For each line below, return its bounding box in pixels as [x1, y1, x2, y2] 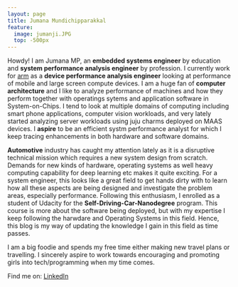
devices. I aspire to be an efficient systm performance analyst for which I [7, 125, 222, 133]
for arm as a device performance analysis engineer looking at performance [7, 72, 231, 80]
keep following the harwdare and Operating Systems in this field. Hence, [7, 214, 220, 223]
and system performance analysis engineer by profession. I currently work [7, 64, 230, 73]
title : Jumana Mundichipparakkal [7, 17, 107, 24]
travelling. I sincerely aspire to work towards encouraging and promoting [7, 251, 220, 259]
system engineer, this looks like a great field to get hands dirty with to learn [7, 176, 227, 185]
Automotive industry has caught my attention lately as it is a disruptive [7, 146, 215, 155]
